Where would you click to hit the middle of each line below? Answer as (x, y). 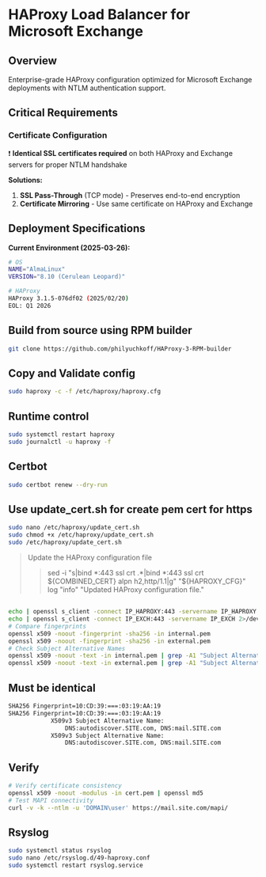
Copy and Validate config (72, 373)
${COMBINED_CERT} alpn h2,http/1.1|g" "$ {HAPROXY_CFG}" (146, 581)
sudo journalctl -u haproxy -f (60, 442)
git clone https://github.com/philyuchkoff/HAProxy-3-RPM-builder (120, 349)
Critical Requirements (63, 113)
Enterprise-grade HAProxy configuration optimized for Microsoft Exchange (130, 80)
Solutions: (26, 180)
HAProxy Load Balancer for (99, 15)
